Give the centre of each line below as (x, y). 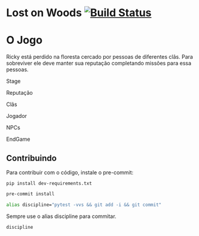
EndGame (18, 139)
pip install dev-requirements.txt (49, 183)
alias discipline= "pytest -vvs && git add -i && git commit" (84, 205)
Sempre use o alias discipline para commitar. (61, 216)
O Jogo (25, 40)
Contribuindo (31, 158)
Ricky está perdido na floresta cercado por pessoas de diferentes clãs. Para (99, 57)
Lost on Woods (44, 13)
